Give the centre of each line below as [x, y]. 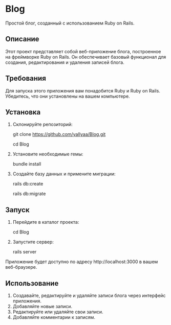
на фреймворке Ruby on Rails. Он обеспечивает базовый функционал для [86, 57]
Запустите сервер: [33, 242]
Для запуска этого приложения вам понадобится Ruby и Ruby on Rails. [83, 90]
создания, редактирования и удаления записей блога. [65, 62]
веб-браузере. [21, 267]
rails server [25, 252]
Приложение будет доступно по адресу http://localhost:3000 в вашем [82, 262]
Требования [26, 78]
